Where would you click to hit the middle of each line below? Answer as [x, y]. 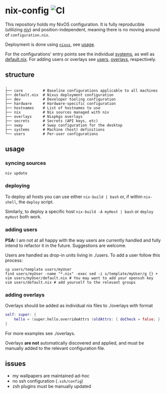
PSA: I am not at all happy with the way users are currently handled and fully [83, 241]
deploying [18, 186]
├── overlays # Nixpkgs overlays [44, 116]
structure [20, 75]
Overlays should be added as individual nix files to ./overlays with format [79, 306]
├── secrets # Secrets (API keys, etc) [52, 121]
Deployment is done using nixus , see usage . [50, 44]
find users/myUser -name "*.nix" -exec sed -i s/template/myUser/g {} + [82, 274]
